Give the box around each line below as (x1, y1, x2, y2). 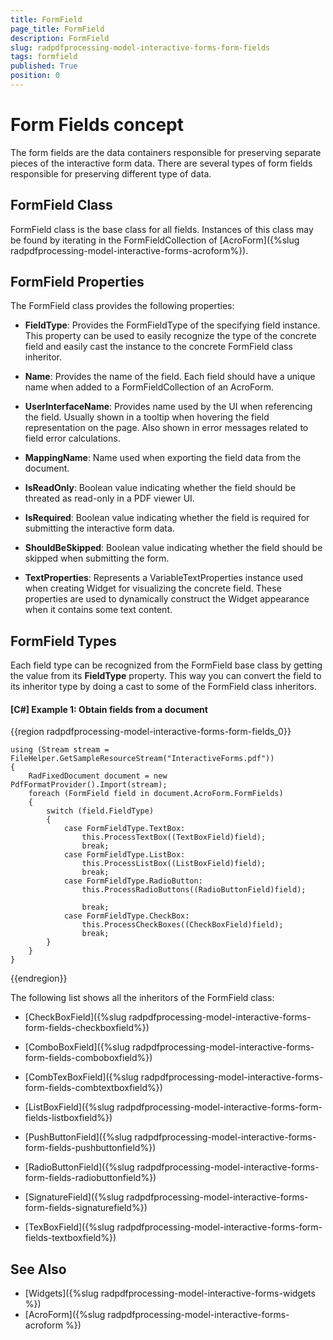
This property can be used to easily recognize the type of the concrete (24, 330, 317, 342)
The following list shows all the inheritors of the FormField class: (10, 992, 275, 1004)
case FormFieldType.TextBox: (63, 824, 186, 834)
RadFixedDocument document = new (28, 771, 168, 781)
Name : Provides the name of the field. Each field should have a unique (24, 371, 316, 383)
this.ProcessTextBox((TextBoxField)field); (81, 832, 267, 843)
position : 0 (10, 71, 60, 81)
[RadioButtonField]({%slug (24, 1161, 135, 1173)
